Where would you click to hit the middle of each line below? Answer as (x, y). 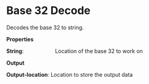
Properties (20, 39)
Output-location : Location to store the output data (70, 74)
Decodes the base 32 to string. (45, 27)
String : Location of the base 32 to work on (74, 51)
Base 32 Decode (48, 11)
